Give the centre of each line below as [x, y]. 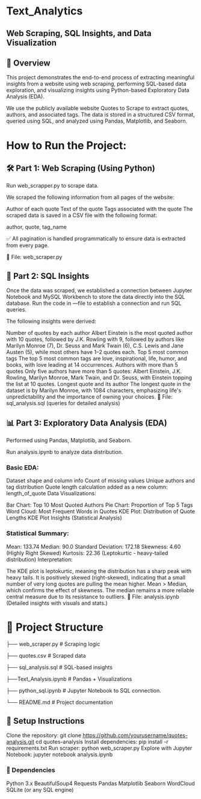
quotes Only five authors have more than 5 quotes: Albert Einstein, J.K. [94, 372]
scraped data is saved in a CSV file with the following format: [82, 215]
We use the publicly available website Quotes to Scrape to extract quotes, [98, 108]
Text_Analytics [45, 11]
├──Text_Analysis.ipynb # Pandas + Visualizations [69, 679]
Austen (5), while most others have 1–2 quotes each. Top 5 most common [97, 352]
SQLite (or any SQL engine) [40, 789]
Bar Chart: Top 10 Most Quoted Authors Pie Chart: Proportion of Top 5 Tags [100, 505]
